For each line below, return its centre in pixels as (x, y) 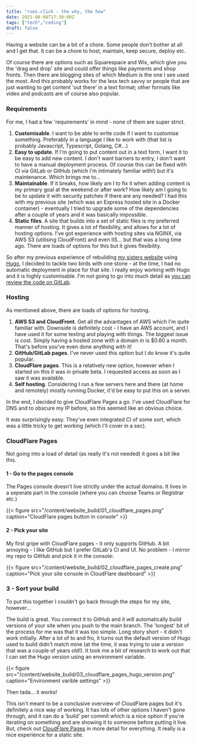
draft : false (22, 28)
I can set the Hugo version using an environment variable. (76, 656)
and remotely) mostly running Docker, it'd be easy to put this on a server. (103, 390)
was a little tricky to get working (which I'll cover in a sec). (76, 426)
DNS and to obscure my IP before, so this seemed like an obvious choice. (95, 408)
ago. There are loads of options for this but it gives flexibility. (88, 245)
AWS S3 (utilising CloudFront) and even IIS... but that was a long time (98, 240)
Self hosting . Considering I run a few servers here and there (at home (99, 384)
